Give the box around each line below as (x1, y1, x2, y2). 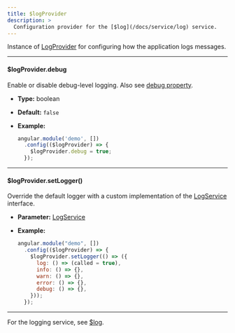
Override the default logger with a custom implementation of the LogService (7, 192, 227, 201)
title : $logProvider (7, 10, 68, 18)
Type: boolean (17, 94, 60, 102)
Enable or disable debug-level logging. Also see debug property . (7, 81, 194, 89)
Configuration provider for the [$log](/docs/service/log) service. (13, 23, 218, 30)
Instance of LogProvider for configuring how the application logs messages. (7, 43, 227, 51)
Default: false (17, 108, 59, 116)
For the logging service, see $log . (7, 318, 104, 327)
